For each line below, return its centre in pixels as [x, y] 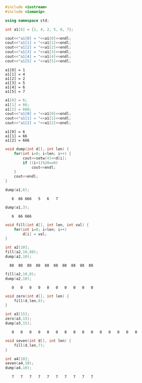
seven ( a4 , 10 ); [20, 363]
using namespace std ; [27, 20]
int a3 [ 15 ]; [17, 314]
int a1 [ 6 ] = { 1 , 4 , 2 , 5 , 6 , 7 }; [39, 29]
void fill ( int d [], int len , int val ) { [47, 225]
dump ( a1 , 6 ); [17, 190]
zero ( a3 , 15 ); [18, 319]
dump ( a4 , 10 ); [18, 368]
